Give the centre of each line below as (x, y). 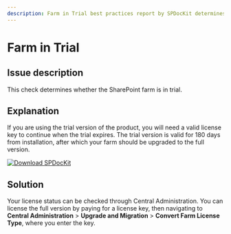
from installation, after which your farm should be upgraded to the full (106, 142)
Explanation (33, 111)
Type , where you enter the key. (52, 223)
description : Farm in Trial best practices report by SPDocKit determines (117, 13)
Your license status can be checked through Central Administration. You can (115, 201)
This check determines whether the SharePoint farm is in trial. (95, 89)
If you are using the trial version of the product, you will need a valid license (114, 127)
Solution (25, 184)
